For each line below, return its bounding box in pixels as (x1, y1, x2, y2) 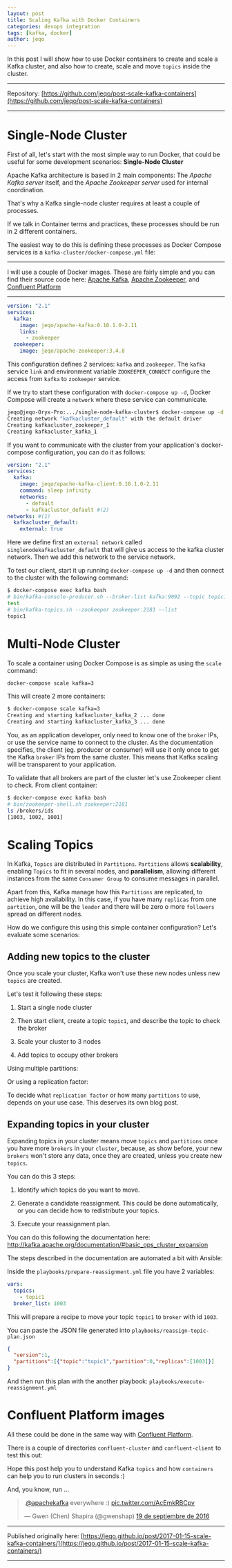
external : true (19, 526, 64, 533)
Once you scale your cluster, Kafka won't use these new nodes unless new (7, 969, 221, 977)
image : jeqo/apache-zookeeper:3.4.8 (19, 347, 126, 355)
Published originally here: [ (7, 1532, 84, 1540)
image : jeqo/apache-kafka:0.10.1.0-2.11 (19, 322, 137, 329)
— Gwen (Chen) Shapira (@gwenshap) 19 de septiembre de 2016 (23, 1512, 210, 1520)
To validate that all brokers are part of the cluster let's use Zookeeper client (7, 774, 222, 782)
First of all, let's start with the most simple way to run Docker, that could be (7, 150, 221, 159)
